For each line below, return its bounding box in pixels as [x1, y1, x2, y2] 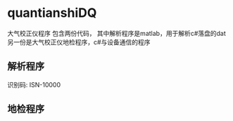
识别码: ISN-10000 [7, 80, 61, 89]
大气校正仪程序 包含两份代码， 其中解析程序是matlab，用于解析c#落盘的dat [7, 29, 227, 37]
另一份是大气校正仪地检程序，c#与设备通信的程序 [7, 37, 151, 46]
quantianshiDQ [7, 5, 97, 21]
